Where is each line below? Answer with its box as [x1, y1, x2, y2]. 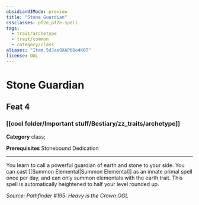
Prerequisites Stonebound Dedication [6, 145, 99, 152]
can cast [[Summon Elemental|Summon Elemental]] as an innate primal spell [6, 168, 192, 175]
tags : [6, 25, 20, 31]
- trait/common [11, 36, 49, 42]
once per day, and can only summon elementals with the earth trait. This [6, 174, 183, 181]
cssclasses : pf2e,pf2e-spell [6, 20, 78, 25]
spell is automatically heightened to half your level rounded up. [6, 180, 159, 187]
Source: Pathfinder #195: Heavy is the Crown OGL [6, 192, 129, 199]
